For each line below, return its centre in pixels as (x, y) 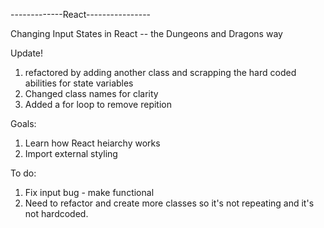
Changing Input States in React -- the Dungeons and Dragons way (146, 33)
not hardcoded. (56, 213)
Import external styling (71, 153)
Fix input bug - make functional (89, 192)
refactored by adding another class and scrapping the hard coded (160, 72)
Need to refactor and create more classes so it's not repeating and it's (169, 203)
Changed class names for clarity (91, 93)
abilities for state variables (79, 83)
